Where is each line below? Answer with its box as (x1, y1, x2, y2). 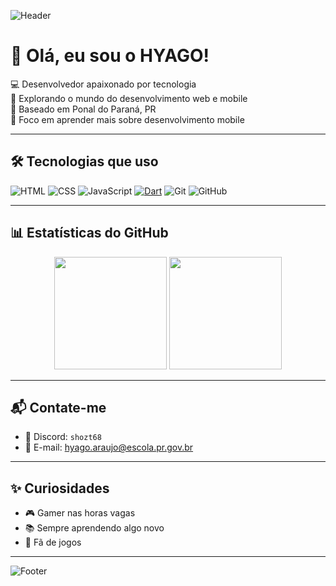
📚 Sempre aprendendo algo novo (24, 522, 165, 534)
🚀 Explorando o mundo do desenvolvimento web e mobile (10, 92, 248, 104)
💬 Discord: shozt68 (24, 431, 102, 443)
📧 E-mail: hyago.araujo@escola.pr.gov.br (24, 441, 194, 454)
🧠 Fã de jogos (24, 536, 82, 549)
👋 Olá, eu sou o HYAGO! (10, 45, 210, 67)
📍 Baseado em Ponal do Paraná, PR (10, 103, 157, 115)
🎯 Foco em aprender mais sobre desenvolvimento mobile (10, 113, 245, 125)
